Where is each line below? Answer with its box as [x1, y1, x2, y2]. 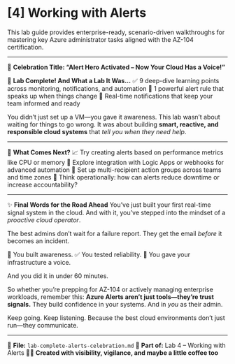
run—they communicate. [7, 321, 78, 329]
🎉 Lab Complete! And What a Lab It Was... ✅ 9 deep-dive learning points [7, 76, 220, 85]
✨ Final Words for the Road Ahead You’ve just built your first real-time [7, 201, 211, 209]
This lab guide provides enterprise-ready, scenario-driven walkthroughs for [7, 28, 225, 36]
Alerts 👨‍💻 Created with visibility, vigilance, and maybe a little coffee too [7, 348, 219, 357]
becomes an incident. [7, 236, 70, 245]
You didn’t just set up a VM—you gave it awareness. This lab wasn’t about [7, 112, 220, 121]
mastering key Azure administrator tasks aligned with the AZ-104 [7, 35, 194, 43]
